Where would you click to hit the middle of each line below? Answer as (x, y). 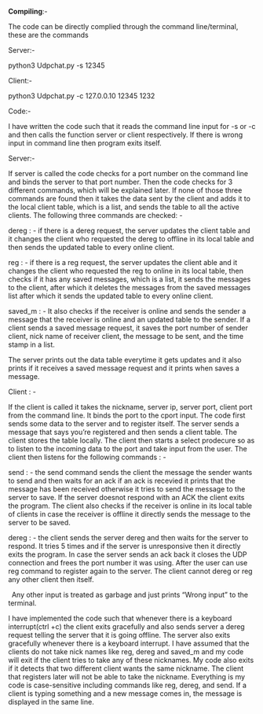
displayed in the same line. (51, 702)
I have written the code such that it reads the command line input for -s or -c (132, 126)
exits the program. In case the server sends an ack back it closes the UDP (128, 554)
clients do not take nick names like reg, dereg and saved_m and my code (126, 651)
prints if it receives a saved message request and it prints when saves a (124, 368)
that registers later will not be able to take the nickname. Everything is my (127, 677)
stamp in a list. (31, 344)
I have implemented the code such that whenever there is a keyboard (120, 618)
